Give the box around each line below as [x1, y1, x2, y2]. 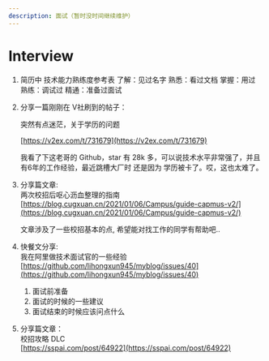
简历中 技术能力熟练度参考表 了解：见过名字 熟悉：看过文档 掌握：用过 [19, 75, 256, 84]
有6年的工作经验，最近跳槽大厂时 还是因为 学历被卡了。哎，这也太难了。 [19, 162, 263, 172]
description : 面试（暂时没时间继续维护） [8, 11, 134, 20]
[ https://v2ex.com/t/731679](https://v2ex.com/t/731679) [19, 135, 208, 145]
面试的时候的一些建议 [32, 296, 104, 306]
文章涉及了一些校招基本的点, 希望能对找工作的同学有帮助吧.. [19, 224, 220, 234]
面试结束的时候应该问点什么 [32, 306, 126, 316]
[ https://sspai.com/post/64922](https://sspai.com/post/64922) [19, 342, 232, 353]
